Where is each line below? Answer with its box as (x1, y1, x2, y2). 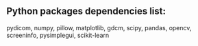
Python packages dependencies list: (6, 5, 166, 17)
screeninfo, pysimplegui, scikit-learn (6, 31, 110, 39)
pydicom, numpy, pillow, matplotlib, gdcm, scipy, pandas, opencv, (6, 23, 192, 32)
